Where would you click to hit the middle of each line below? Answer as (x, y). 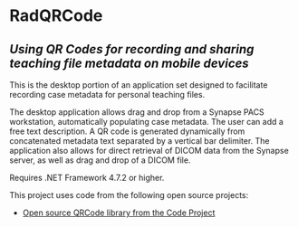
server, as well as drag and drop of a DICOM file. (100, 160)
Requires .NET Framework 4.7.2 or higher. (87, 178)
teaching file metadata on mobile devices (129, 63)
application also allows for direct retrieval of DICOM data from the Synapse (149, 151)
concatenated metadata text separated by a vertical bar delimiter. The (139, 141)
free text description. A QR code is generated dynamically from (127, 131)
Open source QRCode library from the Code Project (119, 213)
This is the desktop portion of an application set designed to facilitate (139, 85)
